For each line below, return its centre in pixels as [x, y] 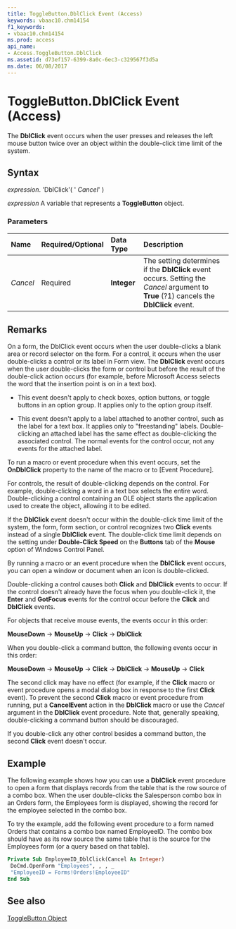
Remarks [27, 330]
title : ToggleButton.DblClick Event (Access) [75, 14]
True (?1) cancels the [179, 295]
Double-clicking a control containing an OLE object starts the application [112, 498]
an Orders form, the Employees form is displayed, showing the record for [113, 803]
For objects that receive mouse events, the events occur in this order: [108, 620]
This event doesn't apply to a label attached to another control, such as [120, 419]
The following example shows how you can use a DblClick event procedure [117, 780]
